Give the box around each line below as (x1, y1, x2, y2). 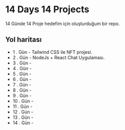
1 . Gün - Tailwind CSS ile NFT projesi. (12, 49, 93, 55)
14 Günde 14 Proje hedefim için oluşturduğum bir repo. (5, 20, 120, 27)
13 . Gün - (12, 114, 34, 120)
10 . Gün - (12, 98, 34, 104)
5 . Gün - (12, 71, 32, 77)
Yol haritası (5, 35, 42, 44)
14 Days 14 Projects (5, 4, 89, 15)
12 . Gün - (12, 109, 34, 115)
